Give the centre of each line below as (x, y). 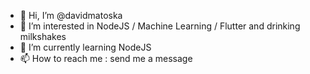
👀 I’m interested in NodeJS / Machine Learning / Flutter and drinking (160, 26)
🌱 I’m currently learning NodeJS (85, 47)
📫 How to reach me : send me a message (106, 58)
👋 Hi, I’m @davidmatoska (71, 15)
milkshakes (43, 36)
